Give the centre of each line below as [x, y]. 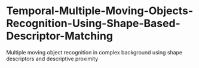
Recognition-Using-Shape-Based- [93, 23]
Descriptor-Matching [60, 36]
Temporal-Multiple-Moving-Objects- [100, 11]
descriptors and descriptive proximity [52, 59]
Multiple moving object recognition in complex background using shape [94, 52]
